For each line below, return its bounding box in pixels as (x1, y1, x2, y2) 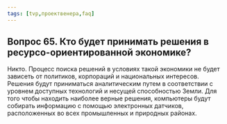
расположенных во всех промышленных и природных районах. (7, 109, 197, 118)
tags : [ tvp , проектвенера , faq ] (7, 10, 95, 17)
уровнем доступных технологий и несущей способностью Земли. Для (7, 87, 217, 96)
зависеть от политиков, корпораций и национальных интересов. (7, 72, 199, 80)
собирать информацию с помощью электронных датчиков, (7, 102, 184, 110)
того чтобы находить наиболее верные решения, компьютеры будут (7, 94, 211, 103)
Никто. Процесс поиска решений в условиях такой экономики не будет (7, 65, 220, 73)
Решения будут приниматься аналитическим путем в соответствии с (7, 80, 214, 88)
